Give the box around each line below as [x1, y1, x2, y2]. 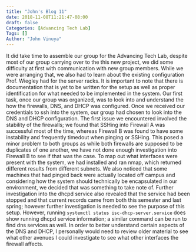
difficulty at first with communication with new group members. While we [6, 65, 184, 71]
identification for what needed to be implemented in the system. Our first [6, 90, 182, 97]
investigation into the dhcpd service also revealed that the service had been [6, 190, 190, 197]
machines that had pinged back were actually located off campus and [6, 172, 175, 178]
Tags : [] [6, 31, 28, 37]
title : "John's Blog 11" [6, 8, 67, 15]
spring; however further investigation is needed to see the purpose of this [6, 203, 185, 210]
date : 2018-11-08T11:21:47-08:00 [6, 14, 88, 20]
